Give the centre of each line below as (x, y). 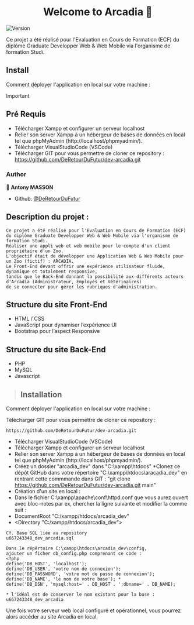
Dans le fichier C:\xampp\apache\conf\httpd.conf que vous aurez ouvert (101, 497)
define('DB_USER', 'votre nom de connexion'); (64, 569)
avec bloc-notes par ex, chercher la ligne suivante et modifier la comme (101, 504)
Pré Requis (26, 114)
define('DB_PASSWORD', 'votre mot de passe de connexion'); (81, 574)
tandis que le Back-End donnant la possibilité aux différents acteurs (95, 277)
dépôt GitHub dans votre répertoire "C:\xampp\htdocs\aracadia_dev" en (101, 473)
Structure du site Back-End (56, 350)
